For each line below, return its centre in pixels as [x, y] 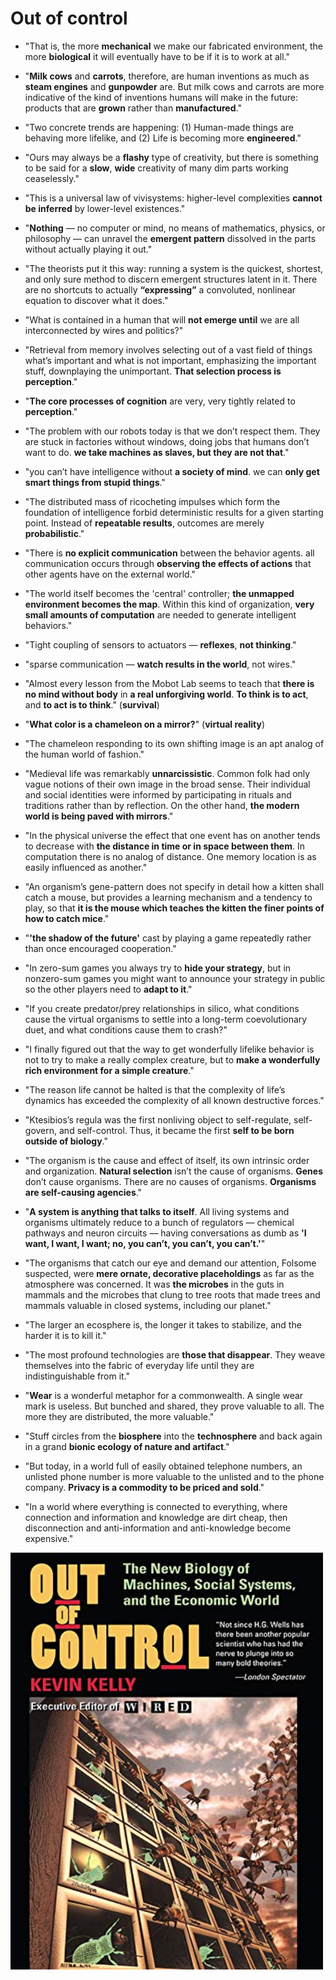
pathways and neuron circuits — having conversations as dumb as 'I [165, 1233]
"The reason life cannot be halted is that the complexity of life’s [155, 1089]
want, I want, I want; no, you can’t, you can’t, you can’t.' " [145, 1243]
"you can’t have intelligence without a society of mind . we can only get [172, 471]
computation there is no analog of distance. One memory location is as [170, 856]
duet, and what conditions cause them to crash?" [126, 1029]
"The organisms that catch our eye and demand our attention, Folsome [170, 1263]
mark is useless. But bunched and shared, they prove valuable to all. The [174, 1406]
